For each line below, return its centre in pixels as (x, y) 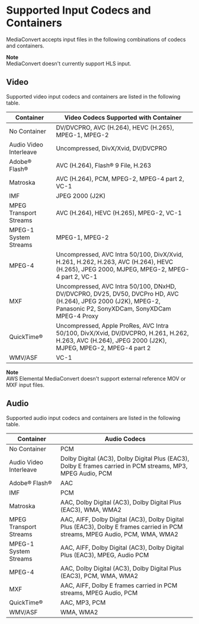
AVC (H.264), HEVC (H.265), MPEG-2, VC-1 (119, 213)
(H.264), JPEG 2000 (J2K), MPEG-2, (108, 301)
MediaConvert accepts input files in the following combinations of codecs (96, 39)
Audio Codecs (125, 439)
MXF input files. (25, 385)
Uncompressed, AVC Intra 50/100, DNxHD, (116, 286)
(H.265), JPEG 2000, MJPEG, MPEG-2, (111, 269)
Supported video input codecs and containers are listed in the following (93, 96)
